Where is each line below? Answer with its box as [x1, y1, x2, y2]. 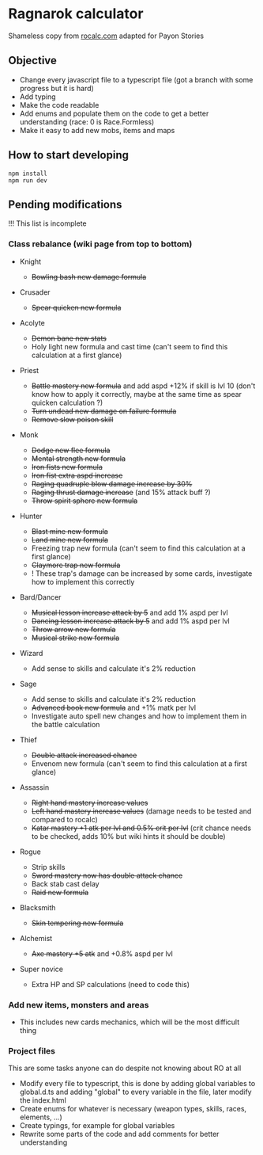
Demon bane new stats [31, 334, 107, 343]
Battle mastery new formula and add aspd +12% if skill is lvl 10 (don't [31, 381, 256, 391]
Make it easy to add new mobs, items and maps [19, 125, 175, 135]
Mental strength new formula [31, 453, 126, 463]
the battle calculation [31, 719, 100, 729]
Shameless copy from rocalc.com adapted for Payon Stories [8, 31, 204, 40]
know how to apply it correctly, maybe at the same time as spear [31, 389, 242, 398]
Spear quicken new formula [31, 303, 122, 312]
